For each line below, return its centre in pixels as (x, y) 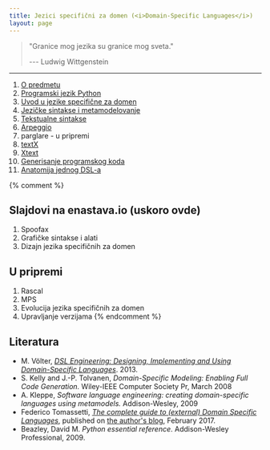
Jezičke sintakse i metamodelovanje (81, 110)
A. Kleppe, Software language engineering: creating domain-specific (135, 395)
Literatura (34, 342)
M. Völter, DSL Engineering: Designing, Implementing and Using (126, 360)
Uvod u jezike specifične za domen (79, 102)
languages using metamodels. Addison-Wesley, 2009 (109, 403)
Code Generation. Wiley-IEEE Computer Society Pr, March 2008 (126, 386)
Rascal (32, 291)
